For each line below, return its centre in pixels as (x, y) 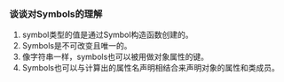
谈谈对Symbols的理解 (56, 13)
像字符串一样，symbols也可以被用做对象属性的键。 (115, 57)
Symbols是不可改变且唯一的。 (77, 46)
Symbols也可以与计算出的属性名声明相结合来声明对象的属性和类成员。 (150, 68)
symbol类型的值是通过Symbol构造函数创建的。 (107, 35)
